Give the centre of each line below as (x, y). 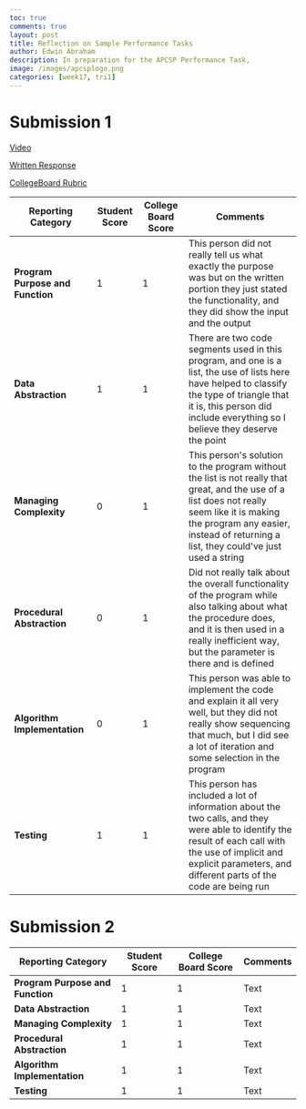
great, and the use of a (236, 489)
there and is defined (231, 663)
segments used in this (235, 349)
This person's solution (236, 454)
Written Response (43, 165)
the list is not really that (238, 477)
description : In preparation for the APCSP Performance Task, (130, 60)
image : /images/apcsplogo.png (67, 69)
